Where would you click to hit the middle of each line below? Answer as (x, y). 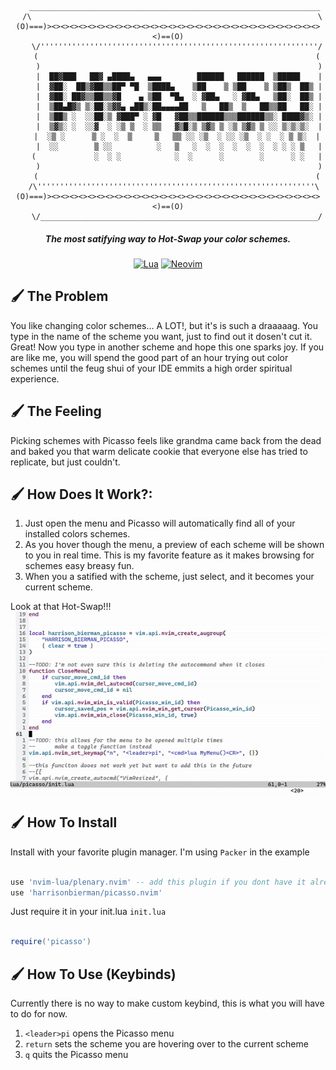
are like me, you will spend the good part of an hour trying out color (149, 357)
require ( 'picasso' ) (51, 942)
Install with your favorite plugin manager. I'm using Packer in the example (160, 852)
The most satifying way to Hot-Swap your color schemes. (168, 238)
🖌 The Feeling (56, 411)
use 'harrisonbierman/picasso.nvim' (86, 892)
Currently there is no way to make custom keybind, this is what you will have (167, 1003)
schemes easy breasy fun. (79, 566)
